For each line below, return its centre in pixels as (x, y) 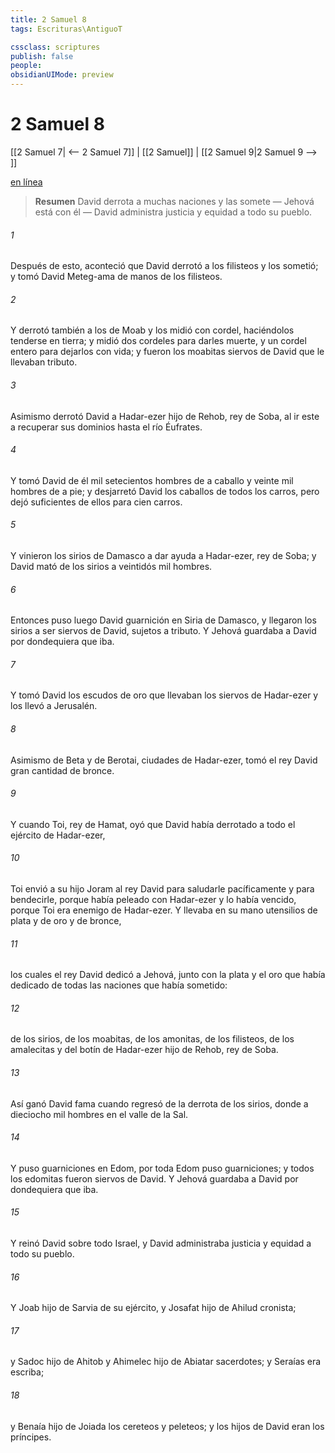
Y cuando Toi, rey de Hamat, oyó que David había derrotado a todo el (153, 824)
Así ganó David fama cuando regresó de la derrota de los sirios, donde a (159, 1103)
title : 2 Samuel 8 (48, 19)
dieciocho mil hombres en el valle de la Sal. (99, 1114)
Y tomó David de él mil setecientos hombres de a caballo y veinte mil (152, 480)
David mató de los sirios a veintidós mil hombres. (111, 566)
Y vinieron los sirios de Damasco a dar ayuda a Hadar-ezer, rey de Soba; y (163, 555)
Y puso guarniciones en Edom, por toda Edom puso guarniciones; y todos (162, 1168)
